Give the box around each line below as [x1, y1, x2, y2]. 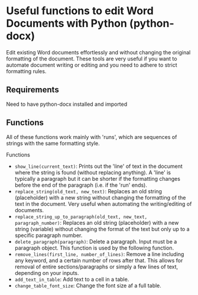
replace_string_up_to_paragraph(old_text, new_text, [14, 214, 148, 220]
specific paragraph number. [14, 232, 83, 239]
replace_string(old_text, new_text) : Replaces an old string [14, 187, 163, 194]
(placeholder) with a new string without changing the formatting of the [14, 194, 186, 201]
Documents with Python [6, 17, 127, 30]
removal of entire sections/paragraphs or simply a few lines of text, [14, 263, 178, 270]
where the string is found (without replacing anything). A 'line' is [14, 168, 171, 176]
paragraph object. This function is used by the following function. [14, 244, 174, 251]
